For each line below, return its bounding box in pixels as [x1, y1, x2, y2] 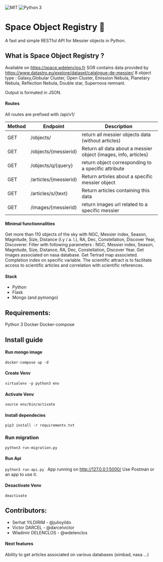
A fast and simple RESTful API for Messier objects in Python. [5, 37, 126, 43]
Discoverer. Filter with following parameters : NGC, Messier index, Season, [5, 242, 154, 248]
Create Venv [5, 370, 31, 376]
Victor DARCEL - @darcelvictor [12, 525, 75, 530]
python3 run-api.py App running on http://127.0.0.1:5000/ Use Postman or [5, 466, 154, 472]
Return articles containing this [81, 187, 150, 194]
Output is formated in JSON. [5, 89, 62, 95]
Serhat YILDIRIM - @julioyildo [12, 519, 71, 525]
